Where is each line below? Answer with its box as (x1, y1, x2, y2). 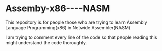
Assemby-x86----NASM (5, 3, 110, 14)
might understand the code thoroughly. (5, 39, 87, 45)
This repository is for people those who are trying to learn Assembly (5, 19, 148, 25)
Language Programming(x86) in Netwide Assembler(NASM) (5, 24, 131, 30)
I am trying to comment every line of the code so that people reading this (5, 34, 157, 40)
